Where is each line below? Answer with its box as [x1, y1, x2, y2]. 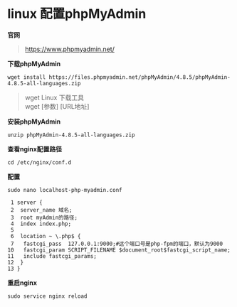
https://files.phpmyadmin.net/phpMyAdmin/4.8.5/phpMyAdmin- [48, 73, 231, 81]
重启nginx [7, 278, 38, 287]
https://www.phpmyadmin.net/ [24, 45, 115, 53]
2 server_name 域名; [10, 206, 73, 213]
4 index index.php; [10, 220, 72, 227]
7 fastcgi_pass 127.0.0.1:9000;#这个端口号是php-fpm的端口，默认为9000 [10, 240, 223, 247]
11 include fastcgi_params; [7, 252, 98, 259]
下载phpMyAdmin [7, 59, 61, 68]
